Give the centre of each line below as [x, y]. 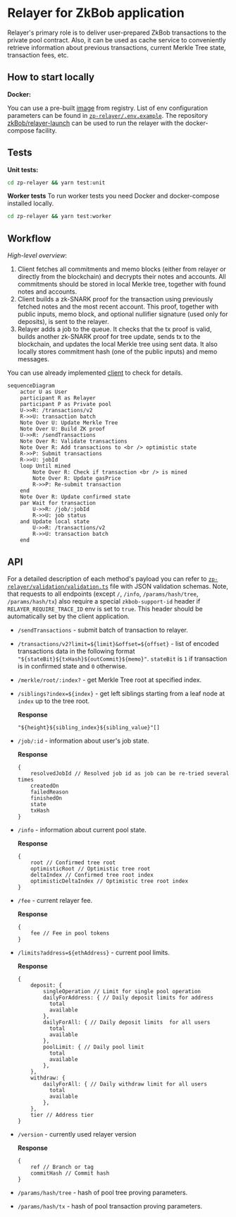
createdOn [45, 786]
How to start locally [51, 77]
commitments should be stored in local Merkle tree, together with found [122, 284]
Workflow [29, 238]
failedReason [50, 792]
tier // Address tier [62, 1115]
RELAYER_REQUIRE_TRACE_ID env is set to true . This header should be [105, 608]
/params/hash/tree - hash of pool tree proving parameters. [103, 1192]
